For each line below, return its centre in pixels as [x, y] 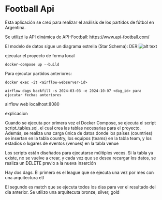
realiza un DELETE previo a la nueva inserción [51, 163]
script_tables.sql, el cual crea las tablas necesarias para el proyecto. [73, 128]
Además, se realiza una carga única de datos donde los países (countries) [79, 133]
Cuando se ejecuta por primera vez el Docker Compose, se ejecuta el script [81, 123]
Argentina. [15, 27]
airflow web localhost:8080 [32, 104]
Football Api [30, 9]
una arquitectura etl [25, 177]
